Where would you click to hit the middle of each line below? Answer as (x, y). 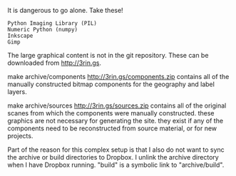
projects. (20, 136)
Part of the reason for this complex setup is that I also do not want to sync (116, 150)
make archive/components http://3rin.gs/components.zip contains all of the (118, 77)
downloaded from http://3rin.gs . (55, 63)
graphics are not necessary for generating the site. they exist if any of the (115, 121)
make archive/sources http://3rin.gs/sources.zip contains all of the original (117, 105)
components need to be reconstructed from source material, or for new (112, 128)
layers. (17, 92)
